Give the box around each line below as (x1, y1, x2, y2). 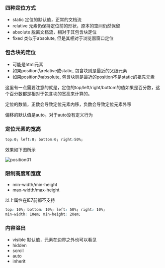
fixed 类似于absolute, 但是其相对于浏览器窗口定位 (12, 35, 114, 41)
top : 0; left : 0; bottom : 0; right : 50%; (5, 137, 83, 142)
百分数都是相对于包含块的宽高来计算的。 (9, 91, 92, 97)
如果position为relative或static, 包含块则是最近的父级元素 (12, 67, 128, 73)
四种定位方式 (5, 4, 36, 11)
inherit (12, 258, 26, 265)
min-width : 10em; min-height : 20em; (5, 212, 81, 217)
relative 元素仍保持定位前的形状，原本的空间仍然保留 (12, 23, 120, 29)
